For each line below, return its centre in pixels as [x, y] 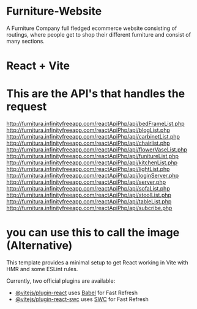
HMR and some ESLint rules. [42, 269]
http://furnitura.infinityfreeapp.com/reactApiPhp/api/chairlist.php [88, 143]
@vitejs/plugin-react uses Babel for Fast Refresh [76, 293]
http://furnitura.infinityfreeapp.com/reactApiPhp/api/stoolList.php [89, 195]
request [27, 107]
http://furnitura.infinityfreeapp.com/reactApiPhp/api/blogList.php [88, 130]
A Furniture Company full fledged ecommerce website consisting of [92, 28]
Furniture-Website [54, 11]
